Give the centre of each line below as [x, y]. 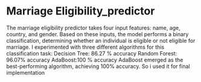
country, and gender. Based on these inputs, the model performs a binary [97, 34]
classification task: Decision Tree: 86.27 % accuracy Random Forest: [92, 53]
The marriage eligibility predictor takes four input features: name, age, [94, 28]
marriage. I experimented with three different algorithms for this [85, 47]
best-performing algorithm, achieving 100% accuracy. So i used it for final [98, 66]
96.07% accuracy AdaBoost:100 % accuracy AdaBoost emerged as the [95, 60]
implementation [26, 72]
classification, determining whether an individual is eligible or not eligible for [101, 40]
